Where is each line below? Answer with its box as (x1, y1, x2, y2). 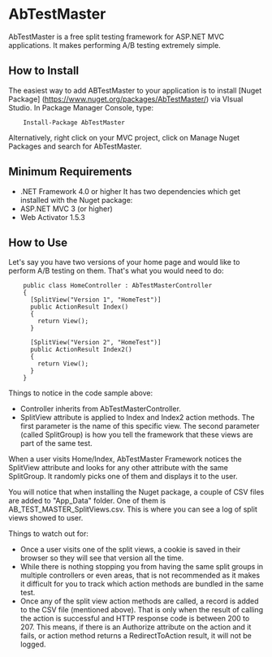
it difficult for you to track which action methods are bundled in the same (19, 579, 264, 589)
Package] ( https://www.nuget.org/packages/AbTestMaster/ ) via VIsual (8, 94, 244, 104)
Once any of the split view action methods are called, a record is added (19, 596, 259, 606)
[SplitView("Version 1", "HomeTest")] (29, 296, 162, 305)
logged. (19, 639, 46, 650)
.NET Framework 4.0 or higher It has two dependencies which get (19, 186, 241, 196)
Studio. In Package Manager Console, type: (8, 102, 154, 112)
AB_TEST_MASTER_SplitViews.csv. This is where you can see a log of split (8, 504, 257, 514)
